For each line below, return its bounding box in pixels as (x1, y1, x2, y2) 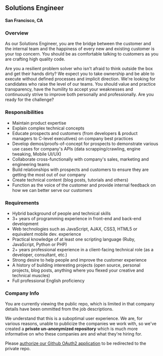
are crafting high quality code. (5, 56, 66, 62)
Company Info (5, 290, 39, 297)
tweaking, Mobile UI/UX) (12, 151, 62, 157)
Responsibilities (5, 109, 44, 116)
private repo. (5, 346, 31, 352)
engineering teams (12, 161, 50, 167)
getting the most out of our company (12, 171, 86, 177)
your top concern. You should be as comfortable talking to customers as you (5, 51, 159, 57)
